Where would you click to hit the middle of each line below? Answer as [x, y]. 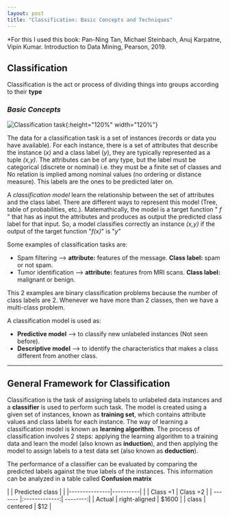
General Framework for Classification [89, 383]
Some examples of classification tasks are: [67, 244]
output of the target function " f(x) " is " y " [64, 231]
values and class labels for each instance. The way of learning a [98, 422]
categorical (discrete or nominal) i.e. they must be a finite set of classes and [114, 167]
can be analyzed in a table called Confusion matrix [79, 479]
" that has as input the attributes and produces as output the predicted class [115, 216]
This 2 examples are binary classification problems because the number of [113, 292]
